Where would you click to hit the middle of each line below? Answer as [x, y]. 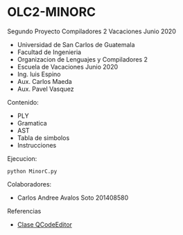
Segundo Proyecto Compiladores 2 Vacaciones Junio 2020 [92, 31]
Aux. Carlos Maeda [45, 81]
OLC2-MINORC [52, 12]
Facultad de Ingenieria [49, 52]
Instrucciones [37, 145]
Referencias [24, 211]
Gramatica [32, 123]
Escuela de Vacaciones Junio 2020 [68, 67]
